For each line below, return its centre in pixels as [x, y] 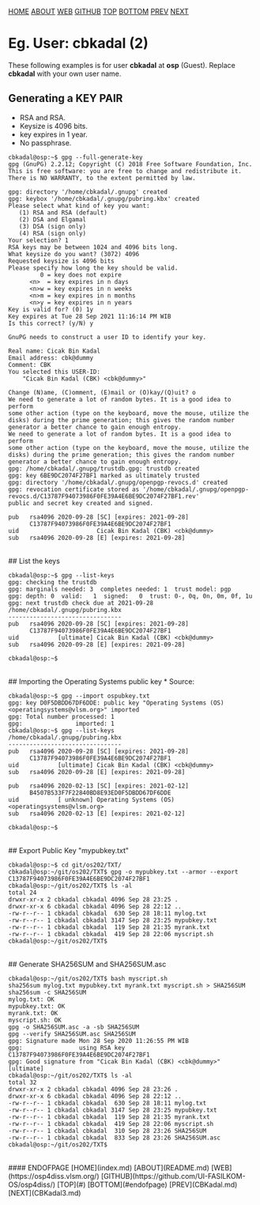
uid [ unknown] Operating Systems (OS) [92, 799]
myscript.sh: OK [35, 1020]
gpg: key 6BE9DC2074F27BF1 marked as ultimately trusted [104, 475]
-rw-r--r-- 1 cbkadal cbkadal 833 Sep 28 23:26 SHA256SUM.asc [115, 1138]
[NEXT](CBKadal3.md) [45, 1192]
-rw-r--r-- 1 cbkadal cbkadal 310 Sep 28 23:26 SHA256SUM [107, 1131]
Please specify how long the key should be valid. [93, 268]
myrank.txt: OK [33, 1013]
